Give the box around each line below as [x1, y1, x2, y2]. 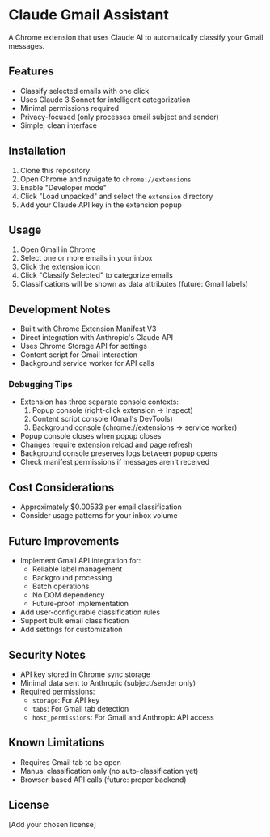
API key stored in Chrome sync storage [19, 669, 151, 679]
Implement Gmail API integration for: [19, 556, 141, 566]
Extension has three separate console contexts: [19, 397, 179, 406]
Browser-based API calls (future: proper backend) [19, 775, 187, 784]
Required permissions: [19, 686, 95, 696]
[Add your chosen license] [8, 819, 97, 829]
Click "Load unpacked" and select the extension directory [19, 191, 213, 201]
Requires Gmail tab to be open [19, 757, 121, 767]
